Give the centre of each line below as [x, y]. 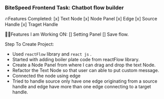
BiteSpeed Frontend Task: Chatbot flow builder [64, 8]
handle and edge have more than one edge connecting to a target [82, 87]
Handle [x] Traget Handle [32, 24]
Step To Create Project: [29, 44]
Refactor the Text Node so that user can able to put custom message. [86, 70]
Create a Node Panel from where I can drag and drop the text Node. [84, 65]
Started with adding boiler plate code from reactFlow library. [76, 60]
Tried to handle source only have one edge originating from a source [85, 81]
